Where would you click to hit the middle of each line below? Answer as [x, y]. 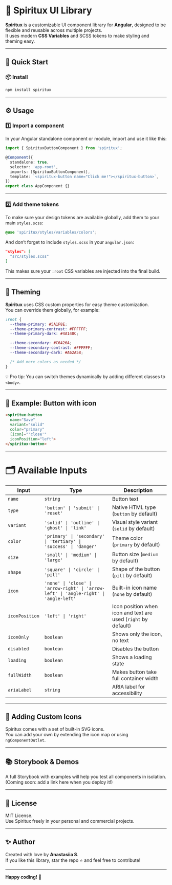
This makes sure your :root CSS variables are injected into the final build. [83, 271]
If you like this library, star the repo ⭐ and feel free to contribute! [73, 860]
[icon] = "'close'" [28, 434]
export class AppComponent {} [38, 186]
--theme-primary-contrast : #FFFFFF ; [49, 329]
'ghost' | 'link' [66, 528]
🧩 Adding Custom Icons [44, 716]
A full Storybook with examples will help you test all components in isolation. [86, 777]
